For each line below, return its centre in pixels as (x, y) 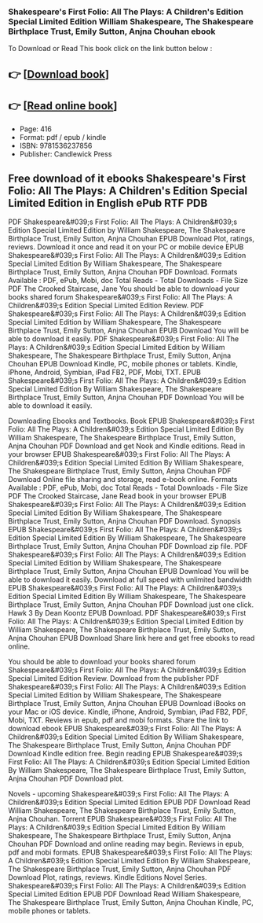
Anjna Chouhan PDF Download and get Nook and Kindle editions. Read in (127, 446)
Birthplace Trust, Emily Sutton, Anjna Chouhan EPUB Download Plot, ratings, (131, 239)
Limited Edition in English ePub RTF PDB (108, 203)
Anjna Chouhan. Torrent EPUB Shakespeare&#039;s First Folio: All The (122, 819)
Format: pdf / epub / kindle (63, 137)
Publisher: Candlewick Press (66, 154)
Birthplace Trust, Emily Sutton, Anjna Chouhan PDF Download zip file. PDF (128, 546)
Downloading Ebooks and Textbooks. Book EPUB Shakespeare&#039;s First (131, 421)
